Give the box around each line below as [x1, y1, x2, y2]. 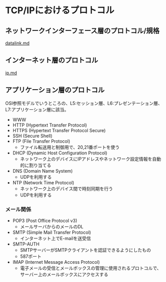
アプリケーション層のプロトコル [5, 86, 105, 94]
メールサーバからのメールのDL [20, 223, 84, 229]
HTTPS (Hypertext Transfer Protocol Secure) [12, 127, 106, 133]
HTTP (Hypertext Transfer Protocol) [12, 122, 87, 128]
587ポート [20, 253, 42, 259]
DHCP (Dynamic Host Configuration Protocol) [12, 150, 107, 156]
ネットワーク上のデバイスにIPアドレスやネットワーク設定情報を [20, 155, 152, 162]
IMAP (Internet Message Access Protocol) [12, 259, 100, 265]
